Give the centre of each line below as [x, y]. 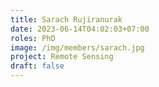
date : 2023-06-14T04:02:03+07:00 [80, 29]
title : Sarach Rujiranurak [66, 19]
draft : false [37, 66]
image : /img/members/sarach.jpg [77, 47]
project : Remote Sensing [62, 57]
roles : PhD [33, 38]
